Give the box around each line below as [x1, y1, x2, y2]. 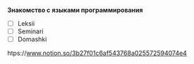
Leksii [17, 19, 35, 27]
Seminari [17, 27, 44, 35]
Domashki [17, 35, 47, 44]
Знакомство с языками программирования [7, 6, 143, 14]
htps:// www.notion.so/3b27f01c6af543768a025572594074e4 [7, 49, 187, 58]
